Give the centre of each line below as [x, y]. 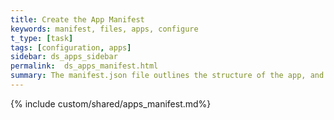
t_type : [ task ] [42, 38]
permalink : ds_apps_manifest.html [84, 66]
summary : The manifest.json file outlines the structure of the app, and [167, 76]
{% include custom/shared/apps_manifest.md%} [111, 103]
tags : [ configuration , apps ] [71, 47]
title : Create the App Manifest [77, 19]
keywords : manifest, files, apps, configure [104, 29]
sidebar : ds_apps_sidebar [64, 57]
